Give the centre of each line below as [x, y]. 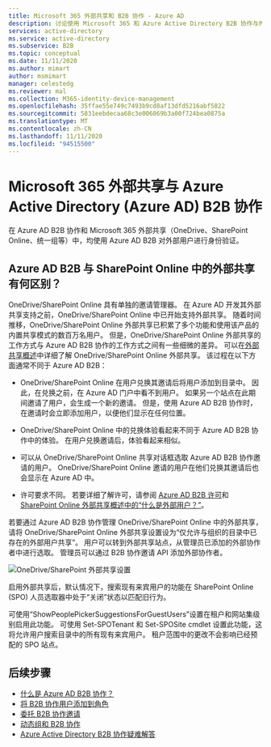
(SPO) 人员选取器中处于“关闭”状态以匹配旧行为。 [90, 597]
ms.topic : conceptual [45, 53]
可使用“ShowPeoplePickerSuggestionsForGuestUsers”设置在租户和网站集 [131, 614]
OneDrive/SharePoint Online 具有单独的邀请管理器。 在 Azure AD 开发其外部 [135, 305]
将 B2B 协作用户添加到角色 [64, 704]
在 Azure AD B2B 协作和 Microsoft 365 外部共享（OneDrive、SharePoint [128, 231]
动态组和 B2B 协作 [50, 724]
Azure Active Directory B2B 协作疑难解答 [88, 734]
